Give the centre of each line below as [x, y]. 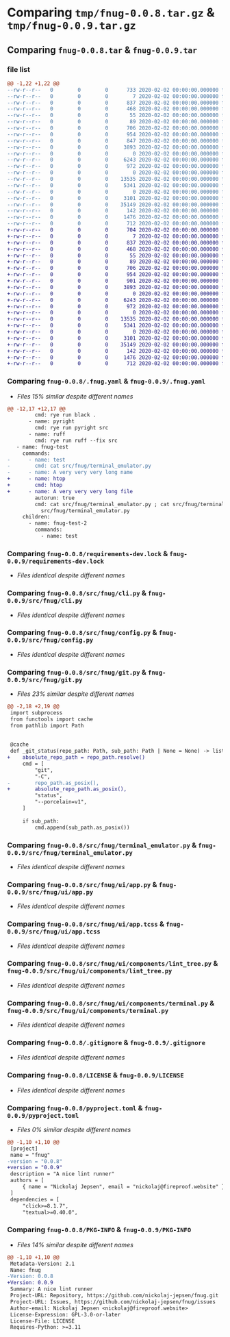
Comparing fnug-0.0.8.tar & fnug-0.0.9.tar [102, 50]
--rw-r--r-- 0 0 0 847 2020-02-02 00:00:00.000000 [113, 141]
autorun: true [55, 498]
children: [36, 517]
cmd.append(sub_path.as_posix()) [82, 827]
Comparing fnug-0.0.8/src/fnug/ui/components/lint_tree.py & [113, 964]
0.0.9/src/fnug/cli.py [45, 601]
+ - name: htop [37, 479]
